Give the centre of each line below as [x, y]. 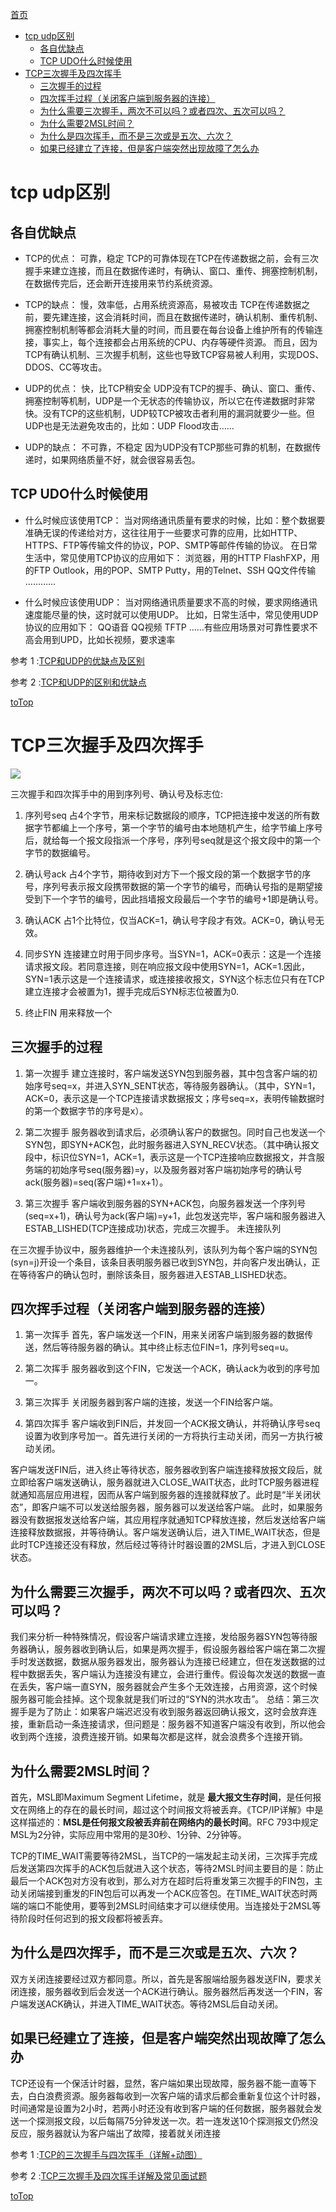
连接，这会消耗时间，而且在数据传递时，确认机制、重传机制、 [195, 317]
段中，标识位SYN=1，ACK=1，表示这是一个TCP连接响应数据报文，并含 [170, 1157]
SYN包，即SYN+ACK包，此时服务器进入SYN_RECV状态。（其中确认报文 [172, 1144]
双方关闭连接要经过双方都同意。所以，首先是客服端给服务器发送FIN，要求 [162, 1979]
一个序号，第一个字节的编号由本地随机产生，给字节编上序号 [200, 827]
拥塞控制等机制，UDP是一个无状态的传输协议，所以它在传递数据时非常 [170, 401]
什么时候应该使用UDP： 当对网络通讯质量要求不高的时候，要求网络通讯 [171, 602]
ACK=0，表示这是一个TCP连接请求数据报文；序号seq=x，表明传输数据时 [174, 1098]
